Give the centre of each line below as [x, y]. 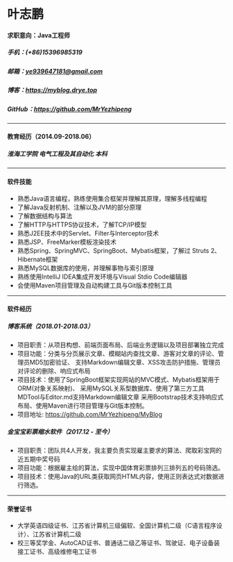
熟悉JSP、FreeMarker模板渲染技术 [67, 242]
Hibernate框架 [37, 259]
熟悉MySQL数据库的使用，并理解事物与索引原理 [85, 267]
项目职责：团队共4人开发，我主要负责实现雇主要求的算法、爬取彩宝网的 [119, 451]
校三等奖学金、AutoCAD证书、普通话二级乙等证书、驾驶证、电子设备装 [119, 543]
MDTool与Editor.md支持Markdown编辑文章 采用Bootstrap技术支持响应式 [120, 397]
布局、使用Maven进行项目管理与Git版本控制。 [83, 406]
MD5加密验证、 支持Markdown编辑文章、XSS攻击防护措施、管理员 [125, 363]
